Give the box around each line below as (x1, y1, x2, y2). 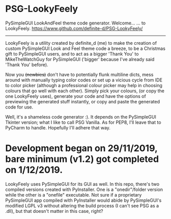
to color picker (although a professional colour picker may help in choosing (5, 82, 163, 88)
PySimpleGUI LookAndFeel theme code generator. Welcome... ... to (5, 20, 146, 26)
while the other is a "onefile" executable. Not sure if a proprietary (5, 191, 142, 198)
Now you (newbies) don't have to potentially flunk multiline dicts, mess (5, 71, 154, 77)
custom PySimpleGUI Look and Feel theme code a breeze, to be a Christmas (5, 45, 165, 51)
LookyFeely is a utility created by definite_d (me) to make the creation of (5, 40, 157, 46)
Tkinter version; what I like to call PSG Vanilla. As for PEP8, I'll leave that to (5, 119, 161, 125)
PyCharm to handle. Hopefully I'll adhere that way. (5, 124, 111, 130)
